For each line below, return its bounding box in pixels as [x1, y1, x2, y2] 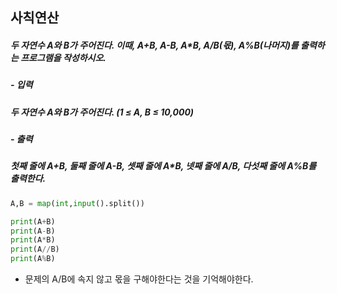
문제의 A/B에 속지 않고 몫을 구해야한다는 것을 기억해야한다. [24, 273, 254, 285]
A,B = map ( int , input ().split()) [10, 198, 145, 208]
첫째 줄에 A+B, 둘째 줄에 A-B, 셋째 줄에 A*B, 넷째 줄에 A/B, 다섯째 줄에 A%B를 [10, 160, 317, 172]
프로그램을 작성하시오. [20, 51, 107, 63]
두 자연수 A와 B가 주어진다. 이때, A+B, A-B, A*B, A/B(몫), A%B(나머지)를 [10, 39, 299, 51]
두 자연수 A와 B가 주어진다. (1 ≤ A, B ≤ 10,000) [10, 106, 195, 118]
